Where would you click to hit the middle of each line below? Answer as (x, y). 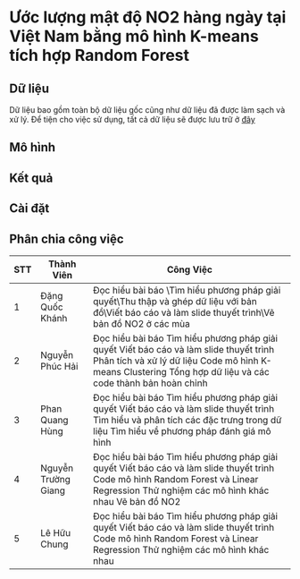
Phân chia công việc (67, 238)
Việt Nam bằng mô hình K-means (134, 36)
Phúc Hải (59, 366)
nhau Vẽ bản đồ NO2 (137, 501)
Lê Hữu (55, 532)
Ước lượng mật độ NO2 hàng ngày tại (148, 17)
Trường (55, 479)
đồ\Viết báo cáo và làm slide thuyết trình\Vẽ (184, 312)
